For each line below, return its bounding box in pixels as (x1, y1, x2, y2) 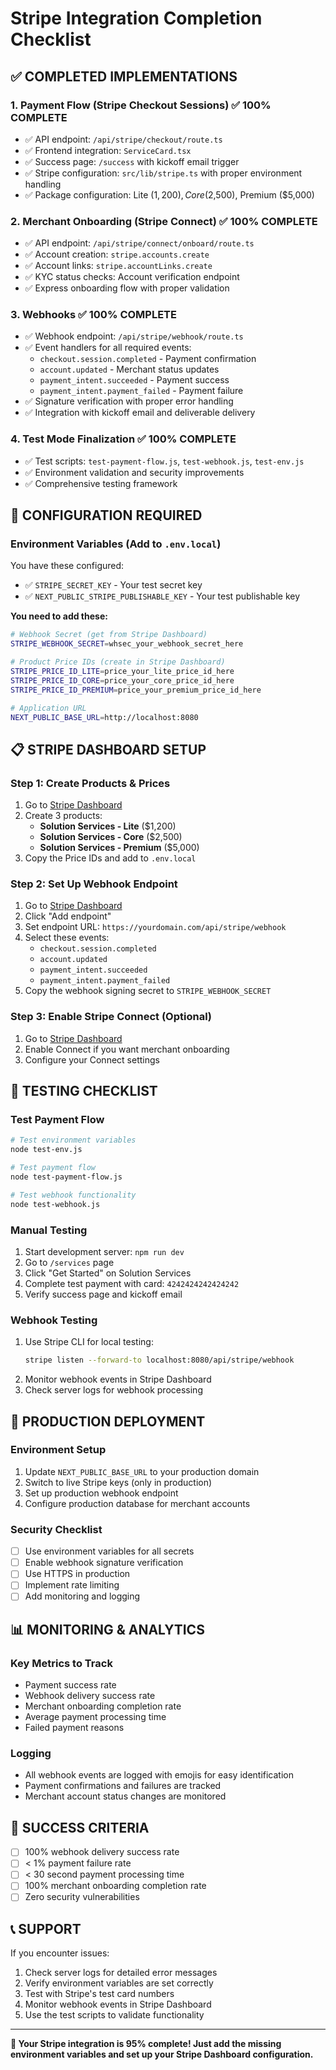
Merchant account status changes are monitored (24, 1790, 227, 1802)
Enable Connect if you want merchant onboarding (24, 1043, 230, 1055)
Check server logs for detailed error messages (24, 1967, 218, 1979)
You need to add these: (10, 610, 108, 622)
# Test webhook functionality (10, 1190, 137, 1200)
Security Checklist (10, 1522, 103, 1536)
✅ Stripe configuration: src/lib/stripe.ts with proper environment (24, 167, 303, 179)
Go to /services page (24, 1256, 115, 1268)
